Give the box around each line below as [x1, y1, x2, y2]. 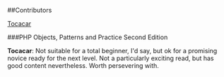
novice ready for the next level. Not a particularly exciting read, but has [7, 54, 214, 62]
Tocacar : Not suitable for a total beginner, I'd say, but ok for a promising [7, 47, 218, 55]
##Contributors [7, 6, 52, 14]
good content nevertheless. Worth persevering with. [7, 62, 159, 69]
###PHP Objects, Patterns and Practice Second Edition [7, 33, 168, 41]
